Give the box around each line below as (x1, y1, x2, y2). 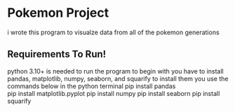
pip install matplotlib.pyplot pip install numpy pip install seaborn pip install (7, 89, 220, 97)
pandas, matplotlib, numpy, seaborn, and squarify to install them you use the (7, 74, 229, 83)
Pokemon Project (7, 5, 109, 21)
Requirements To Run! (7, 48, 107, 60)
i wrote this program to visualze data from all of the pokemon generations (7, 28, 220, 36)
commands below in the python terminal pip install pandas (7, 82, 176, 90)
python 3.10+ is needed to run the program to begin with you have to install (7, 66, 224, 75)
